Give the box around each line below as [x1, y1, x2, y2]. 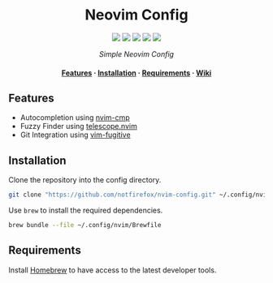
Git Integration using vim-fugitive [19, 130, 132, 139]
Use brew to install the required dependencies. [8, 205, 163, 216]
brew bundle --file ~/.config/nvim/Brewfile [8, 221, 162, 229]
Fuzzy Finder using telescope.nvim [19, 122, 138, 131]
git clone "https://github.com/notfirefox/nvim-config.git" [8, 191, 217, 199]
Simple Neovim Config [98, 49, 175, 58]
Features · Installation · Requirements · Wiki [61, 67, 212, 78]
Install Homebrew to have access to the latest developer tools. [8, 265, 217, 275]
